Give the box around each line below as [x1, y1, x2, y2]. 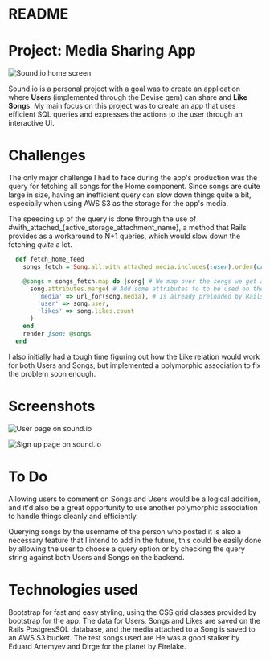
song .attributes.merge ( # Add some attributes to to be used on [29, 285, 250, 293]
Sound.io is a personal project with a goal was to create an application [8, 84, 241, 93]
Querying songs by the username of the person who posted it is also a [8, 526, 242, 536]
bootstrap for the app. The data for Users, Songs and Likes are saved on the [8, 616, 261, 625]
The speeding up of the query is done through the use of [8, 214, 197, 224]
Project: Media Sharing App [8, 42, 196, 60]
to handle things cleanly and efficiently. [8, 511, 138, 521]
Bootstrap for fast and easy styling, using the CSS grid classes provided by [8, 607, 257, 616]
